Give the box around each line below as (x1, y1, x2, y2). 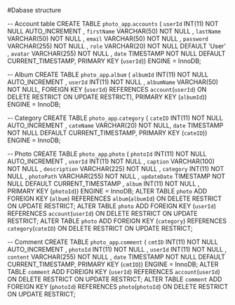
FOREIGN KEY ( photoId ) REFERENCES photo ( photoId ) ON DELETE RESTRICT (7, 283, 229, 290)
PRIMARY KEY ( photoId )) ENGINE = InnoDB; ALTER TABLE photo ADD (7, 187, 208, 195)
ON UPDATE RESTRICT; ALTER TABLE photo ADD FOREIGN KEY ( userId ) (7, 202, 216, 210)
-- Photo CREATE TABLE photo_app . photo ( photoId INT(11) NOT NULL (7, 150, 207, 158)
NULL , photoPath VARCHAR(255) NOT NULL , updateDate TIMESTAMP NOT (7, 172, 226, 180)
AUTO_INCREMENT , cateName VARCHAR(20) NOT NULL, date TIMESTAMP (7, 121, 224, 129)
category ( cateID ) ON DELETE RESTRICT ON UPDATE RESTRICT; (7, 224, 193, 232)
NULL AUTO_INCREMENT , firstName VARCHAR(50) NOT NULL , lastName (7, 27, 221, 35)
